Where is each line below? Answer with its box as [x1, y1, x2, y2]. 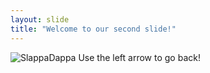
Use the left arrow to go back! [78, 51, 201, 63]
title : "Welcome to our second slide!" [10, 24, 177, 34]
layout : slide [10, 14, 70, 25]
